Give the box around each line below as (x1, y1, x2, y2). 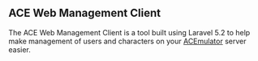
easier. (8, 44, 31, 55)
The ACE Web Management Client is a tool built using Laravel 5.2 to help (8, 27, 251, 37)
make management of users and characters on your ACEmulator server (8, 36, 247, 46)
